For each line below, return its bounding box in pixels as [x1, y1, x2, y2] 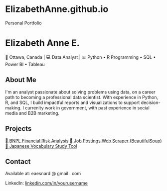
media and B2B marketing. [5, 110, 60, 116]
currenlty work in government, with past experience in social [24, 104, 150, 110]
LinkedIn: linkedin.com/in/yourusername [5, 180, 88, 186]
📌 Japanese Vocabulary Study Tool [5, 143, 77, 149]
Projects [5, 124, 32, 133]
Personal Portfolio [5, 20, 42, 26]
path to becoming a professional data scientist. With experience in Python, [5, 94, 159, 100]
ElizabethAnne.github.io [5, 3, 109, 15]
